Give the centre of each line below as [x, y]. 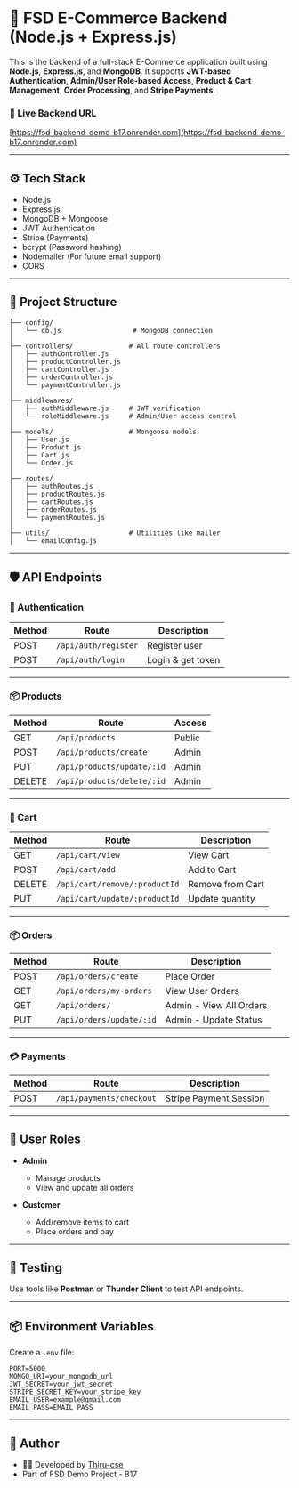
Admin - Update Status [214, 1020]
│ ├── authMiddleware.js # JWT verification [105, 408]
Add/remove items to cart [82, 1222]
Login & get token [183, 659]
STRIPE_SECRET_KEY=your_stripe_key [75, 1392]
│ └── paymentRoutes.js [57, 517]
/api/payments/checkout [107, 1098]
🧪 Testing [36, 1267]
